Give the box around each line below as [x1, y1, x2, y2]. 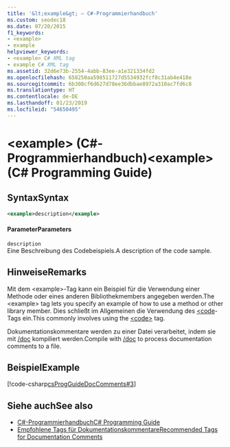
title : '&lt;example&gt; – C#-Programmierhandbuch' [7, 10, 158, 17]
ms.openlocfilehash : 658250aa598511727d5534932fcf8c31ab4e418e [7, 74, 192, 81]
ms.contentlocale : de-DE [7, 94, 78, 100]
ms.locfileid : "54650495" [7, 106, 81, 113]
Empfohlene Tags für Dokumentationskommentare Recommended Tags [16, 426, 218, 434]
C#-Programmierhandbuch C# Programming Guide [16, 418, 160, 426]
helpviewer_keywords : [7, 49, 69, 56]
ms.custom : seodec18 [7, 17, 67, 23]
